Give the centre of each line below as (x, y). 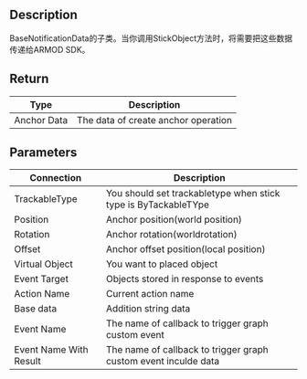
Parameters (43, 153)
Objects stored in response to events (185, 279)
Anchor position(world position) (174, 220)
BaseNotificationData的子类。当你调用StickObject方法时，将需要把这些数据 (151, 38)
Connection (56, 178)
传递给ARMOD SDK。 (50, 49)
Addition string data (148, 309)
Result (27, 362)
